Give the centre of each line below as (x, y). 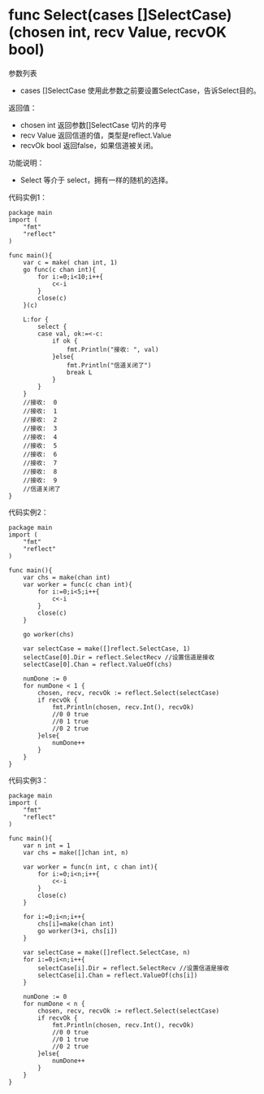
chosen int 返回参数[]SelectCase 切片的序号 (93, 125)
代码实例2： (28, 512)
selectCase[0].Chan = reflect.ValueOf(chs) (98, 664)
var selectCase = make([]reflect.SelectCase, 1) (107, 649)
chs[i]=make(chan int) (76, 924)
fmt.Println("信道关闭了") (109, 365)
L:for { (36, 319)
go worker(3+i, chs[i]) (78, 931)
